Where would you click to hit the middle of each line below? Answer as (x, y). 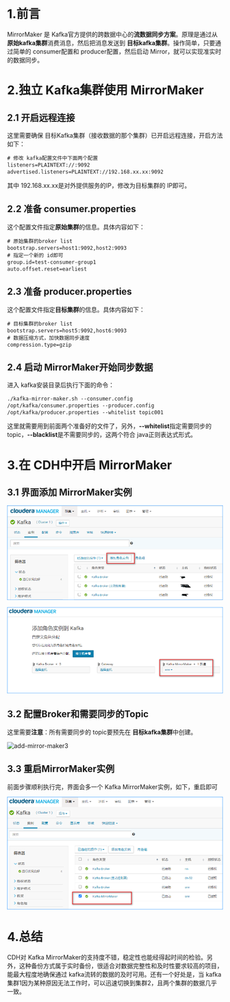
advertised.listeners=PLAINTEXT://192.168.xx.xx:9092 (86, 172)
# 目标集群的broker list (40, 324)
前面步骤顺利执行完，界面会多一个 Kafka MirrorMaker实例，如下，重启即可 (112, 787)
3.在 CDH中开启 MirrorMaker (90, 465)
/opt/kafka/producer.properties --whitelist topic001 (86, 413)
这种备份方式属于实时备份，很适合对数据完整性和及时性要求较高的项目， (121, 966)
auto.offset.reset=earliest (47, 269)
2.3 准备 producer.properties (69, 292)
